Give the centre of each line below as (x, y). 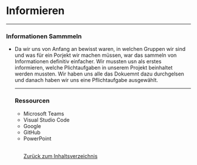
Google (32, 126)
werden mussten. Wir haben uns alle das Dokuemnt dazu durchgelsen (99, 74)
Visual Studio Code (46, 120)
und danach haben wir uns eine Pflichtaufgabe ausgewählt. (86, 80)
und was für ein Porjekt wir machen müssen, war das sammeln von (96, 55)
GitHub (32, 132)
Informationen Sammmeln (44, 36)
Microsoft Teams (44, 114)
